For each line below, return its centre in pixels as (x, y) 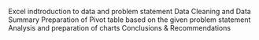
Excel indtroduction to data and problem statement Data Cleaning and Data (130, 11)
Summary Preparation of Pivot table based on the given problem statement (129, 20)
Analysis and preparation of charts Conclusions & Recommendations (119, 28)
